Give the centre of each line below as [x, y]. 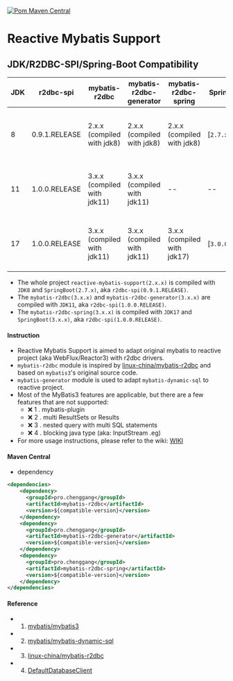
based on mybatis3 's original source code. [77, 373]
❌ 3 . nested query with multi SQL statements [93, 425]
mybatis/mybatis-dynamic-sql [71, 641]
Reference [23, 603]
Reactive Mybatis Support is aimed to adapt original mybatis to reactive [119, 351]
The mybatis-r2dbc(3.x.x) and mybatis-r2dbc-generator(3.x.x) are [114, 297]
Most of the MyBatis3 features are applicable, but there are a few [110, 395]
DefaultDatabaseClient [60, 671]
